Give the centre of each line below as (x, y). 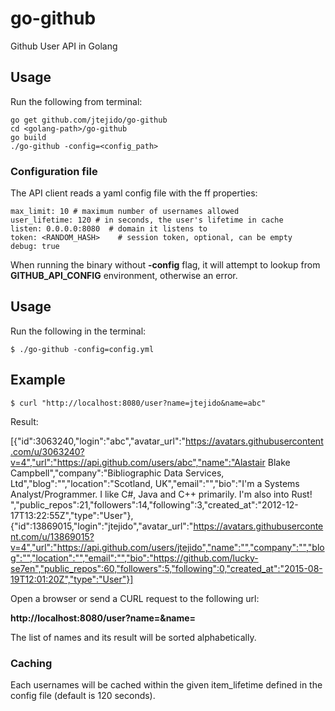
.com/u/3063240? (47, 451)
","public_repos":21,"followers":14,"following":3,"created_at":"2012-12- (154, 504)
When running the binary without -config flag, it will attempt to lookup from (165, 265)
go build (28, 137)
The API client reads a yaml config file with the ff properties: (134, 193)
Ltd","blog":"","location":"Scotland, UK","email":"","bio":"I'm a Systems (155, 483)
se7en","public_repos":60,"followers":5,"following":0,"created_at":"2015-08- (166, 568)
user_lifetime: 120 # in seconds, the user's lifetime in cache (147, 220)
